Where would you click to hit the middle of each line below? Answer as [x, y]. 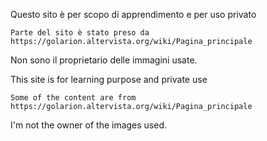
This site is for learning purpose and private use [109, 79]
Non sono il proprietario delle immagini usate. [104, 60]
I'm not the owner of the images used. [89, 125]
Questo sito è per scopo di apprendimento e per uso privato [133, 14]
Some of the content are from [73, 98]
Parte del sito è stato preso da [80, 33]
